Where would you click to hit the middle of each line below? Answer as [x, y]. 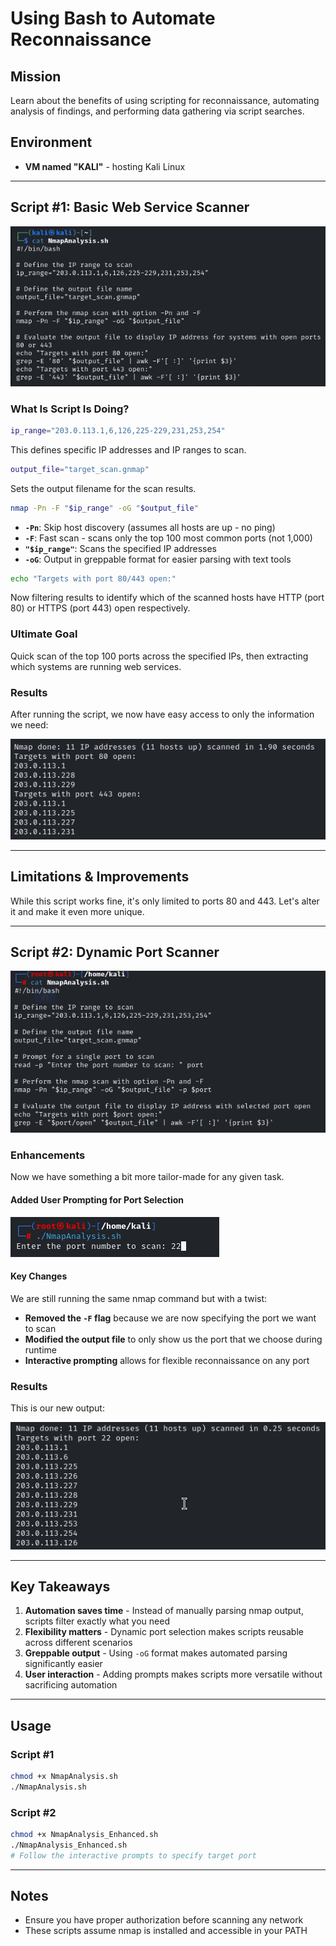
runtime [41, 1349]
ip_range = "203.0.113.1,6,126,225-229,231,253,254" [118, 430]
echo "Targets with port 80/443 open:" [93, 578]
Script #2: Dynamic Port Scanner [115, 952]
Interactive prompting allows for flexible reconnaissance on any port [167, 1360]
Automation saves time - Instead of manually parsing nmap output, [164, 1611]
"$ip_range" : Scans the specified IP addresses [120, 548]
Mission [36, 76]
